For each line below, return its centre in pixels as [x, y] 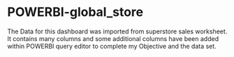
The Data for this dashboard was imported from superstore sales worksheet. [117, 31]
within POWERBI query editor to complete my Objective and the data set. [112, 46]
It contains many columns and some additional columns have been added [113, 38]
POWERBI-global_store [75, 12]
